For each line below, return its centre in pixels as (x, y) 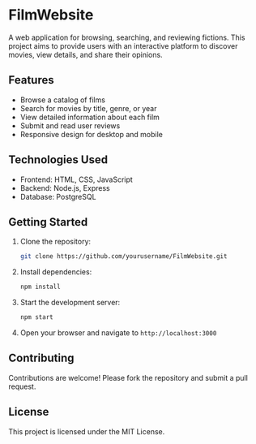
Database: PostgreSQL (58, 196)
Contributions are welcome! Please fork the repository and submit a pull (128, 377)
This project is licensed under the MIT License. (87, 431)
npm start (37, 317)
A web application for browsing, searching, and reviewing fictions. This (127, 37)
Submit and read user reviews (70, 125)
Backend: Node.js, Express (65, 188)
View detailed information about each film (90, 117)
